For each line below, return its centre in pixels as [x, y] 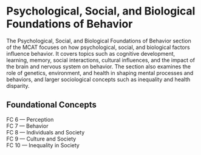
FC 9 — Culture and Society [41, 139]
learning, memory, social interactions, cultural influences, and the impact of [101, 60]
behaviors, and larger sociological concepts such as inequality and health [98, 79]
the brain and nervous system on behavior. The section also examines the [99, 66]
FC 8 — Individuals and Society [46, 132]
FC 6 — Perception [30, 119]
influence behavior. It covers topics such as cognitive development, [91, 53]
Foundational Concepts [52, 105]
